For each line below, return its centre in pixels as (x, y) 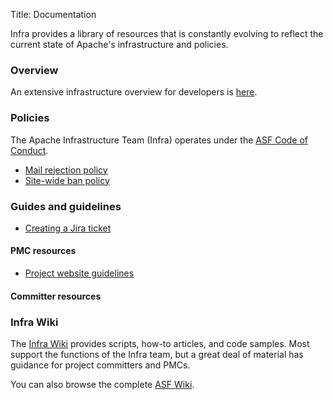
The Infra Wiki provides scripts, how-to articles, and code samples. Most (160, 343)
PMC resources (43, 251)
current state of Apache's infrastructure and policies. (119, 44)
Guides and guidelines (66, 206)
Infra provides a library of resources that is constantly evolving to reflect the (167, 33)
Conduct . (29, 150)
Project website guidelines (79, 273)
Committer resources (56, 296)
